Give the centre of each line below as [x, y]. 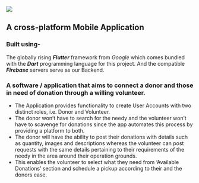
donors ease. [31, 175]
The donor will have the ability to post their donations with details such [101, 137]
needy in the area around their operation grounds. [76, 156]
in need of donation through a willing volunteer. [76, 92]
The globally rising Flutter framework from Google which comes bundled [96, 57]
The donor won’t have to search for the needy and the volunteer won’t [101, 118]
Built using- [23, 44]
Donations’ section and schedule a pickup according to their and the [98, 168]
